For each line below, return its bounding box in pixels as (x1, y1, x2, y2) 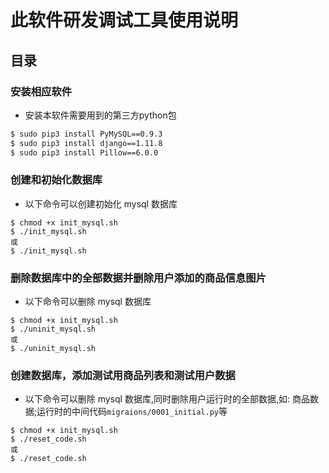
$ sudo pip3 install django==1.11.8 (10, 138, 163, 148)
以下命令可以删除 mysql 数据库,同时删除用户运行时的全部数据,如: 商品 (24, 393, 310, 405)
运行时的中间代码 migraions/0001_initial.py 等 (36, 406, 228, 418)
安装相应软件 (10, 84, 73, 98)
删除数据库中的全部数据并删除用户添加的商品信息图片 (10, 271, 267, 285)
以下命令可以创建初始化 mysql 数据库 (24, 197, 178, 210)
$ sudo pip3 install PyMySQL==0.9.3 (10, 129, 163, 139)
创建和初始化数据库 (10, 173, 103, 187)
